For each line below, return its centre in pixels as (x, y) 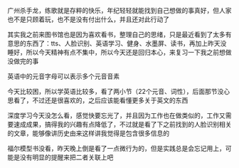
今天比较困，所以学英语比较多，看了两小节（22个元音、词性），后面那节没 (116, 91)
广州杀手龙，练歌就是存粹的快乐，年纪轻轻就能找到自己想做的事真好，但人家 (119, 10)
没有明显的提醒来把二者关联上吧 (67, 157)
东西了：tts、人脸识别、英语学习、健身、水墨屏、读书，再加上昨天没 (126, 43)
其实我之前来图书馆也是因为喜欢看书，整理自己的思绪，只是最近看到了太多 (116, 35)
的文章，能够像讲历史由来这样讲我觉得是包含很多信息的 (88, 133)
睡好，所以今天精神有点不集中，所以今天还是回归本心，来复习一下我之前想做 (119, 52)
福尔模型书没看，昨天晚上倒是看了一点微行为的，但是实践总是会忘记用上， (116, 148)
